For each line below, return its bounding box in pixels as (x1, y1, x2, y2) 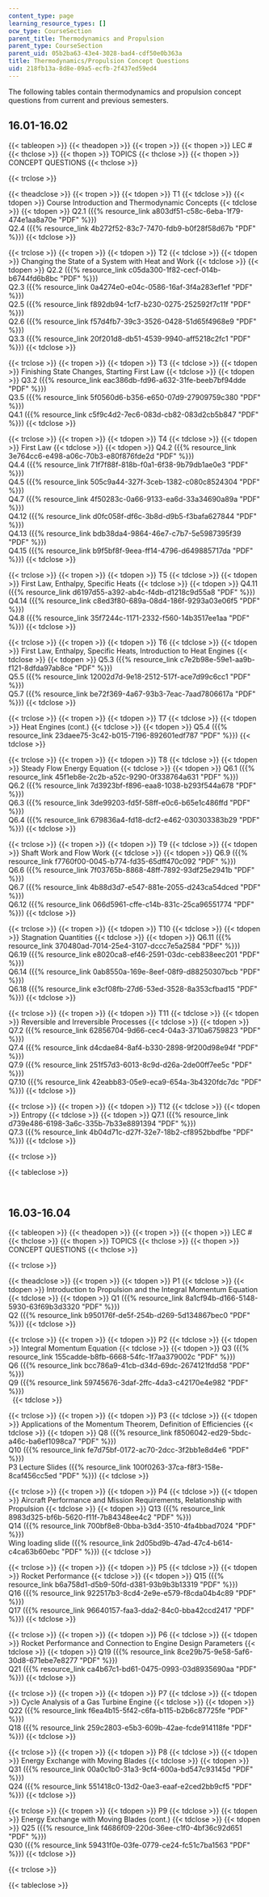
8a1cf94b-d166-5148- (185, 1293, 258, 1304)
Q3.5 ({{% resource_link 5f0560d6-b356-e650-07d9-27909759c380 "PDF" (8, 392, 261, 402)
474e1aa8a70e (8, 215, 57, 224)
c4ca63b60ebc (8, 1547, 61, 1557)
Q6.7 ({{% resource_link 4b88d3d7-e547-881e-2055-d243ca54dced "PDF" (8, 882, 261, 891)
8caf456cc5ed (8, 1471, 58, 1481)
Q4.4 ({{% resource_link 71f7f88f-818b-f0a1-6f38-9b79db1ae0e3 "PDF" (8, 459, 249, 470)
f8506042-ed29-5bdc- (174, 1428, 252, 1438)
